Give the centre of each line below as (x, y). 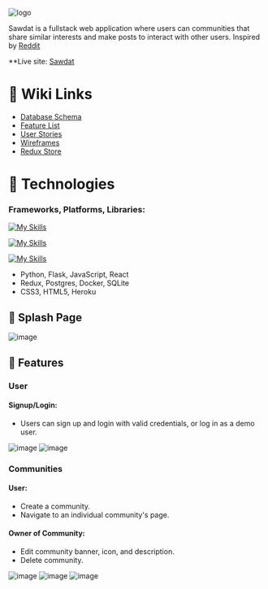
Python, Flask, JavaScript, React (74, 275)
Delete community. (52, 561)
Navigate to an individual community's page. (95, 515)
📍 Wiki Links (50, 94)
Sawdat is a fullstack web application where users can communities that (129, 28)
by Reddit (24, 46)
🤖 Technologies (62, 184)
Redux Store (41, 151)
